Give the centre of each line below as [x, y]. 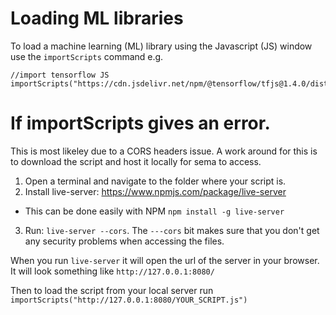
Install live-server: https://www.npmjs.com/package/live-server [155, 191]
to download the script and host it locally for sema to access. [136, 161]
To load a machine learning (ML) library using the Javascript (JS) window [161, 46]
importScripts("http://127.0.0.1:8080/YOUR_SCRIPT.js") [129, 300]
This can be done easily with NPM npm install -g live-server [154, 211]
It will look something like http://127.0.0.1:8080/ [112, 271]
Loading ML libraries [97, 18]
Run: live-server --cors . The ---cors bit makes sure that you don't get [172, 230]
